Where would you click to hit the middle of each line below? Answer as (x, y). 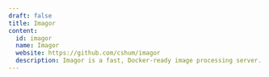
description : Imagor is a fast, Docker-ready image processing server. (139, 61)
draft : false (30, 16)
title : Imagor (32, 23)
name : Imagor (38, 46)
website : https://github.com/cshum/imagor (88, 53)
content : (23, 30)
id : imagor (34, 38)
